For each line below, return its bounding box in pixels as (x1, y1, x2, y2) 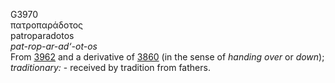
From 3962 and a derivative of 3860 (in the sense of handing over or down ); (10, 51, 325, 63)
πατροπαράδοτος (10, 19, 84, 31)
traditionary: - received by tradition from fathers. (10, 62, 211, 73)
